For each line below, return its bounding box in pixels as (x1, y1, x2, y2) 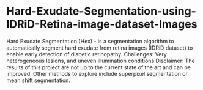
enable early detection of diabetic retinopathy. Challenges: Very (6, 50, 167, 58)
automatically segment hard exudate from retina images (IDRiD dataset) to (6, 44, 193, 51)
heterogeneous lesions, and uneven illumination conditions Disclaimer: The (6, 57, 196, 64)
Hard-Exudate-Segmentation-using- (6, 4, 197, 18)
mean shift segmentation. (6, 77, 70, 84)
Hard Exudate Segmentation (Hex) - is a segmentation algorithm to (6, 37, 174, 45)
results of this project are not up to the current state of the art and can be (6, 63, 191, 71)
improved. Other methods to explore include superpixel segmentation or (6, 70, 188, 77)
